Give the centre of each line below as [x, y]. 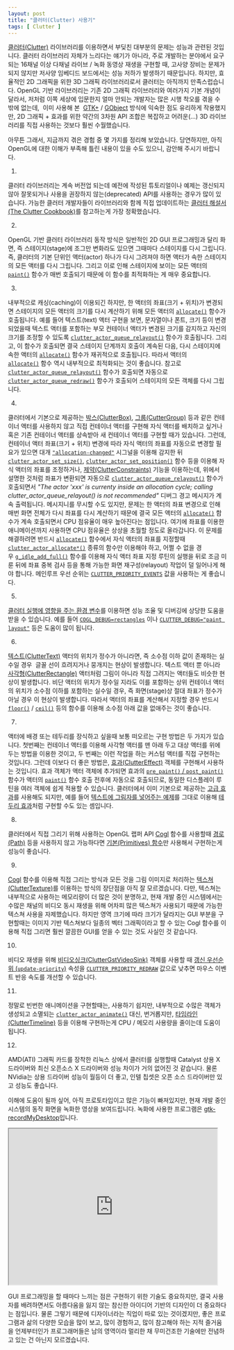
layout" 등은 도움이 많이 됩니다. [51, 628]
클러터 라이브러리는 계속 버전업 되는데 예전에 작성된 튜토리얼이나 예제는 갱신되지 [116, 185]
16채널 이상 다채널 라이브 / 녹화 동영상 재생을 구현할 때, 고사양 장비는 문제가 [123, 65]
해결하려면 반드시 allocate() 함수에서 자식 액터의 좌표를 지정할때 [97, 539]
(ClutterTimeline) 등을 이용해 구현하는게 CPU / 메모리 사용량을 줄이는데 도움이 [114, 1023]
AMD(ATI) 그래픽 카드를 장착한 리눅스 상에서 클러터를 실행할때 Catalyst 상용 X [114, 1060]
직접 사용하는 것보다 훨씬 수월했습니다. [78, 125]
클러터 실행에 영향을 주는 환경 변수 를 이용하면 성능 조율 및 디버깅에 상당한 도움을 [116, 611]
